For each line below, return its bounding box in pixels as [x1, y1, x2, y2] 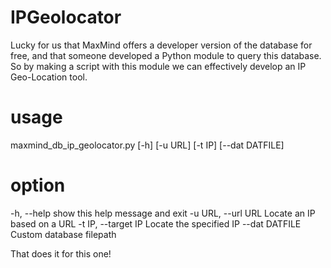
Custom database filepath [10, 228, 117, 240]
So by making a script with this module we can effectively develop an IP [10, 60, 307, 72]
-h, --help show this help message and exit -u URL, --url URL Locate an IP [10, 207, 316, 219]
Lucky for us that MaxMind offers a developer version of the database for [10, 39, 313, 51]
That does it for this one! [10, 247, 112, 260]
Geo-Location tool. [10, 71, 88, 83]
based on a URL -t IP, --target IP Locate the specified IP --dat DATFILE [10, 217, 302, 230]
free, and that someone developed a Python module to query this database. [10, 49, 322, 61]
